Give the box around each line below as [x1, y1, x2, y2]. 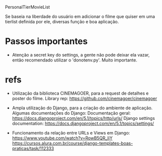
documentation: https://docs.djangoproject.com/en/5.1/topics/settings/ [12, 120, 154, 126]
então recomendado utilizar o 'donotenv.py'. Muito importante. [12, 57, 138, 63]
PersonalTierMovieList [5, 4, 50, 10]
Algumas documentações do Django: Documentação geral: [12, 110, 131, 116]
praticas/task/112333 [12, 145, 54, 151]
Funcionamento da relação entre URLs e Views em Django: [12, 130, 130, 136]
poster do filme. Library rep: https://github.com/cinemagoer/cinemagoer [12, 95, 157, 101]
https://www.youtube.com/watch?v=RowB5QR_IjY [12, 135, 113, 141]
